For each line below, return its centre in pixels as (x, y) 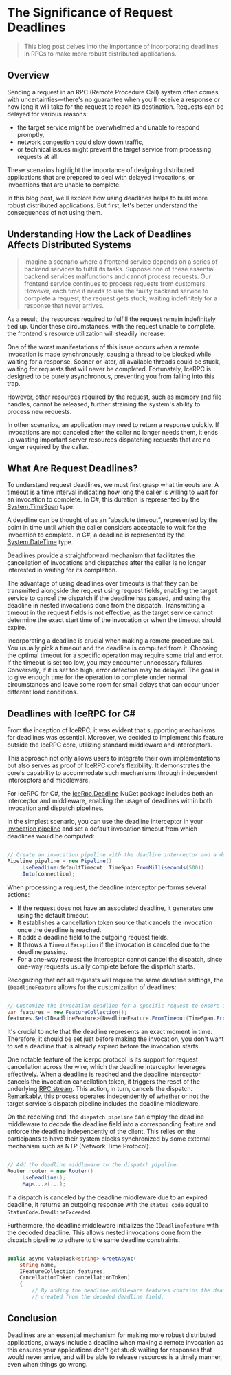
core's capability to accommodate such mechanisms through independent (112, 773)
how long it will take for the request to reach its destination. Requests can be (115, 106)
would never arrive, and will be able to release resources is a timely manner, (114, 1357)
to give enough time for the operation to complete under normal (97, 677)
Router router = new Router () (51, 1171)
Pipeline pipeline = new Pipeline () (59, 861)
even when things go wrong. (47, 1364)
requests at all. (38, 156)
